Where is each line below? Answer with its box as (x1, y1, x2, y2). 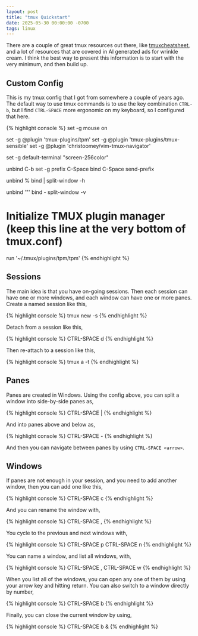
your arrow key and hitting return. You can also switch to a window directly (6, 582, 189, 589)
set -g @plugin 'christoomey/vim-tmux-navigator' (29, 143, 151, 150)
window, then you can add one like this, (6, 483, 103, 490)
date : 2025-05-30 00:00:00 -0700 (6, 20, 89, 26)
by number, (6, 588, 34, 595)
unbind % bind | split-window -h (6, 177, 85, 184)
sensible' (6, 143, 29, 150)
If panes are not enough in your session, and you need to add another (6, 477, 177, 484)
